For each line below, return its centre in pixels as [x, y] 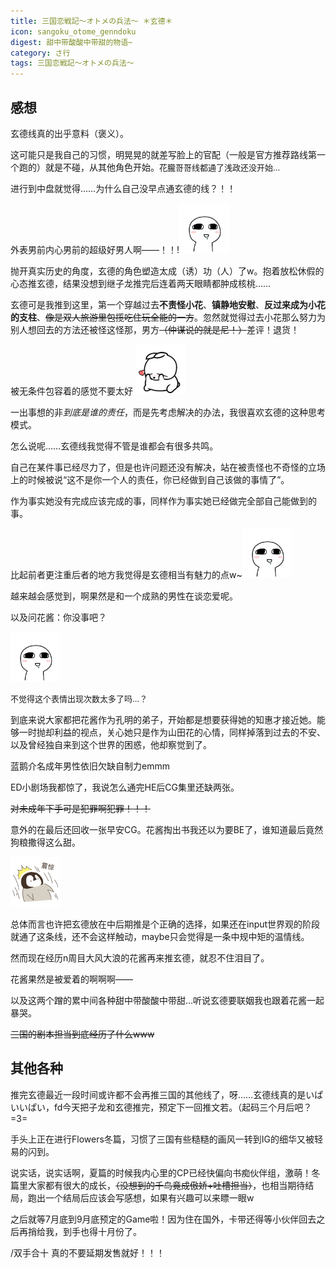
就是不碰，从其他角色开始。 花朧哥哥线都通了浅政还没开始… [162, 167]
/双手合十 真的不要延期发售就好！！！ [87, 1252]
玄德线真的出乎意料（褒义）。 [69, 133]
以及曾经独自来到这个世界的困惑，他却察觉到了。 [111, 744]
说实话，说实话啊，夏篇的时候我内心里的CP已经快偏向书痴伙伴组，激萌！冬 [165, 1172]
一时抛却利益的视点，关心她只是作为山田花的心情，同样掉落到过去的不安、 [172, 732]
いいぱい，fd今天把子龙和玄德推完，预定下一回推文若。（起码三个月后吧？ [161, 1107]
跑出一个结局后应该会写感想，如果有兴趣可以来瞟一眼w [141, 1197]
